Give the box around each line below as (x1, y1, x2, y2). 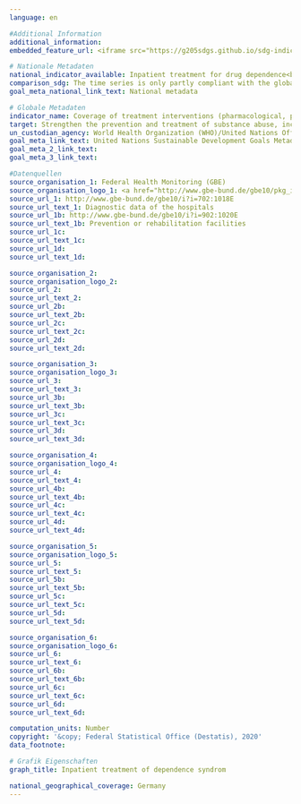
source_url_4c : (9, 500, 66, 510)
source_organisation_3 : (9, 360, 99, 369)
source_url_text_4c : (9, 509, 87, 518)
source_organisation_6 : (9, 633, 99, 642)
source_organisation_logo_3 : (9, 368, 118, 377)
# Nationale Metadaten (9, 62, 94, 72)
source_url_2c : (9, 319, 66, 328)
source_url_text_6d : (9, 708, 87, 717)
